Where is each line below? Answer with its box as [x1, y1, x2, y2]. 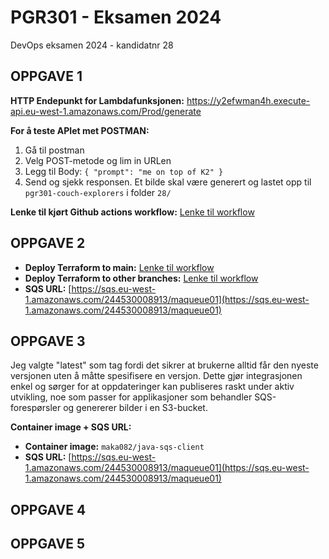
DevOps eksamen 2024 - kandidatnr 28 [10, 39, 174, 51]
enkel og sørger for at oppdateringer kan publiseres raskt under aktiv [10, 381, 295, 393]
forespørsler [10, 402, 62, 414]
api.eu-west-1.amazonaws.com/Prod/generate [10, 105, 202, 117]
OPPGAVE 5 [10, 536, 85, 553]
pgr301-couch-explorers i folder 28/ [24, 186, 172, 198]
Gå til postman [24, 144, 85, 156]
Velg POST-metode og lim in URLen [24, 154, 172, 166]
